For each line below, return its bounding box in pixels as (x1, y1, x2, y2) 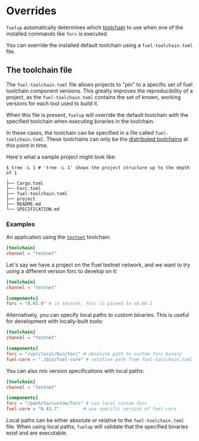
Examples (6, 220, 36, 228)
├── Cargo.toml (6, 180, 44, 186)
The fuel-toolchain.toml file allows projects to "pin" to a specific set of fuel (6, 81, 193, 88)
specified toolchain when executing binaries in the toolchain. (6, 118, 154, 125)
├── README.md (6, 201, 42, 207)
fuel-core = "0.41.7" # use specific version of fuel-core (6, 406, 177, 412)
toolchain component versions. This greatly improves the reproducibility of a (6, 87, 193, 94)
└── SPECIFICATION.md (6, 206, 60, 212)
